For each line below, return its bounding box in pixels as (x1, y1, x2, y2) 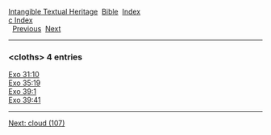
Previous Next (11, 24, 61, 33)
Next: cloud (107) (8, 118, 65, 128)
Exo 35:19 (8, 78, 41, 88)
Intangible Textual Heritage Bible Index (8, 7, 141, 16)
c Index (8, 15, 34, 25)
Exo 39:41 (8, 96, 41, 105)
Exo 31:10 (8, 70, 40, 80)
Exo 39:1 (8, 87, 37, 96)
